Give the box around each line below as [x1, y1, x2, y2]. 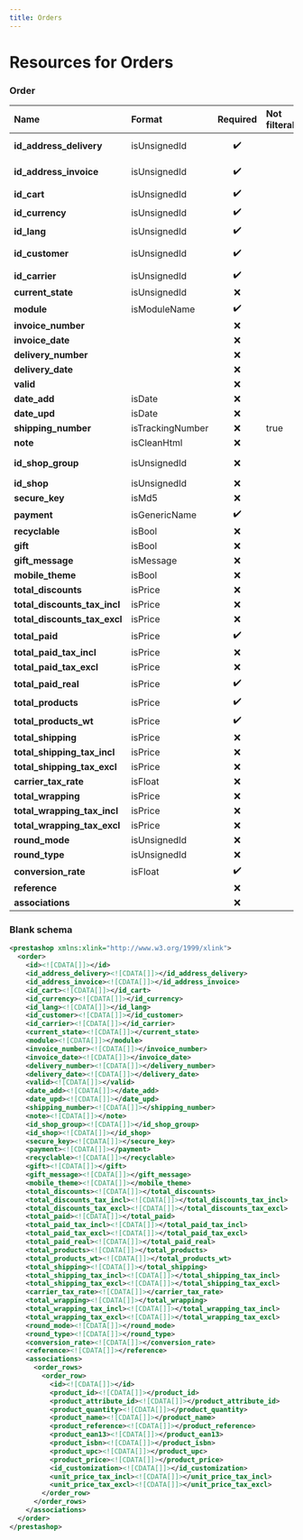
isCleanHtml [130, 436, 183, 449]
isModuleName [130, 303, 196, 316]
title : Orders [9, 13, 63, 23]
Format [130, 114, 163, 126]
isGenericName [130, 509, 197, 521]
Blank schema [9, 923, 73, 936]
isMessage [130, 555, 178, 567]
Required [217, 114, 258, 126]
